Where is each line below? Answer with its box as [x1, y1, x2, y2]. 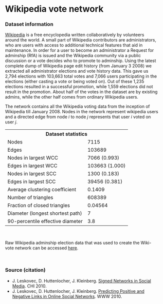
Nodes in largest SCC [7, 170, 57, 177]
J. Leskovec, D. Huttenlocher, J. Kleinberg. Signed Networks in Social [12, 278, 151, 284]
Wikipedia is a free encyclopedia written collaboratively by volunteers [5, 32, 145, 38]
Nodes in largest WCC [7, 155, 58, 162]
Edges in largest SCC [7, 178, 56, 185]
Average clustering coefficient [7, 186, 76, 193]
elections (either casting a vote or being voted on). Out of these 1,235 [5, 79, 145, 84]
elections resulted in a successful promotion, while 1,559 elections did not [5, 84, 153, 90]
